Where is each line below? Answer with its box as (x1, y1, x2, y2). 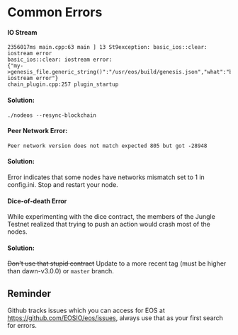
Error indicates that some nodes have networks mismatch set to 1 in (7, 173, 205, 181)
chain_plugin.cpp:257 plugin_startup (7, 81, 119, 89)
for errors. (7, 322, 38, 330)
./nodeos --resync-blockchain (7, 111, 97, 119)
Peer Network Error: (7, 127, 68, 135)
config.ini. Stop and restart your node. (7, 181, 118, 188)
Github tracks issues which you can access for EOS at (7, 306, 165, 315)
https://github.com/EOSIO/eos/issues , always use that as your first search (7, 314, 223, 322)
